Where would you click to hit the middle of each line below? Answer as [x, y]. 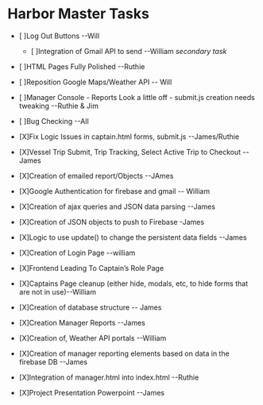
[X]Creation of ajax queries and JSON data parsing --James [117, 206]
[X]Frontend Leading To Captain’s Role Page [91, 268]
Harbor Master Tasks [79, 14]
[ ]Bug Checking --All [54, 121]
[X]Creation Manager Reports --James [82, 322]
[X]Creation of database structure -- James [90, 307]
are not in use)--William [58, 291]
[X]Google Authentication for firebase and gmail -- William [114, 191]
